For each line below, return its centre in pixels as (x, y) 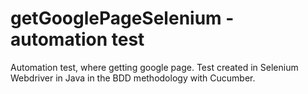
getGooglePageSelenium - (122, 18)
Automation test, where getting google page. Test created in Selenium (154, 67)
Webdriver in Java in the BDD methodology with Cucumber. (133, 78)
